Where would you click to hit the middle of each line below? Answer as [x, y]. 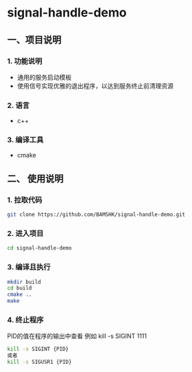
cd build [20, 288]
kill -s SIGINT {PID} [38, 349]
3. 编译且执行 [29, 267]
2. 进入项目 [25, 233]
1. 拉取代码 [25, 199]
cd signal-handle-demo [39, 248]
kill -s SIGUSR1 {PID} [39, 362]
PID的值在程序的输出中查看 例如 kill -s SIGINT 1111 [77, 336]
